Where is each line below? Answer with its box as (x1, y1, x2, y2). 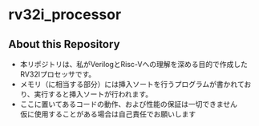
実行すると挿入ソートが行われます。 (34, 89, 153, 99)
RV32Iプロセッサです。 (19, 69, 96, 79)
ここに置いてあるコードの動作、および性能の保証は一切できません (19, 100, 238, 108)
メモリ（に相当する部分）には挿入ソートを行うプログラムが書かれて (19, 80, 245, 89)
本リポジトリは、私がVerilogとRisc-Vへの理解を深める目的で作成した (19, 60, 249, 69)
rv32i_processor (8, 6, 122, 24)
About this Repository (8, 37, 120, 51)
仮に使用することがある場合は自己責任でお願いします (19, 109, 196, 119)
